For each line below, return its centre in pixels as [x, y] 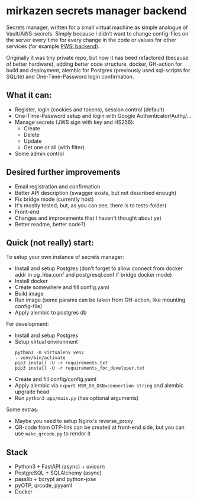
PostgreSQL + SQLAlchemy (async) [58, 473]
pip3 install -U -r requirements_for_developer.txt [80, 368]
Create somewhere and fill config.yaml [62, 287]
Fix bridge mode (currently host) [54, 199]
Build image [29, 294]
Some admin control [39, 153]
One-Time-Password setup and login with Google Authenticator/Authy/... [103, 116]
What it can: [29, 95]
